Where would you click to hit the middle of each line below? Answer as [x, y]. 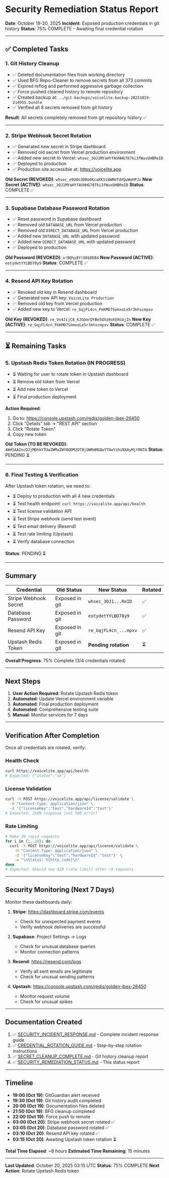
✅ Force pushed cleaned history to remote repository [68, 91]
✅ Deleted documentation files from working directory [69, 75]
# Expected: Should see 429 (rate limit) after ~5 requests [70, 869]
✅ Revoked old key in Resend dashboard [55, 292]
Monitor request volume [45, 996]
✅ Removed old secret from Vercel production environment [74, 152]
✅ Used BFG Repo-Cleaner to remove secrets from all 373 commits [82, 80]
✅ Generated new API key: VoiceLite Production [63, 298]
